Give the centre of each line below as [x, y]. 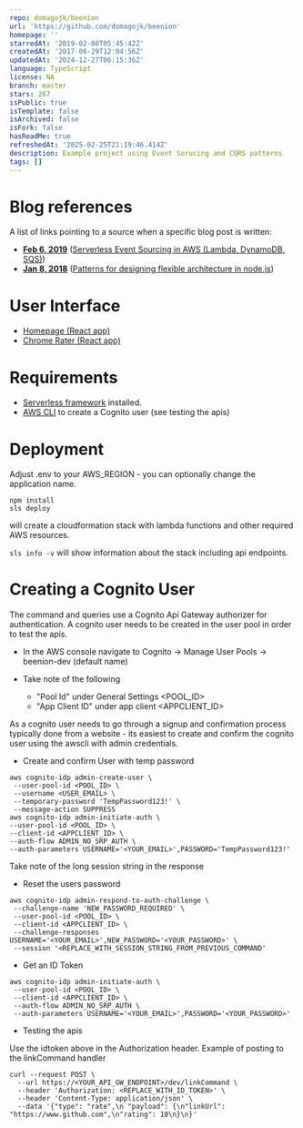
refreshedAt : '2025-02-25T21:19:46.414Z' [89, 145]
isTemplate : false [44, 111]
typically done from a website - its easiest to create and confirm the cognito [151, 734]
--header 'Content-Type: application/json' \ [106, 1099]
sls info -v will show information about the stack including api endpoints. [149, 553]
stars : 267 [30, 94]
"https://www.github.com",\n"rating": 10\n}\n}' [103, 1115]
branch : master [38, 86]
